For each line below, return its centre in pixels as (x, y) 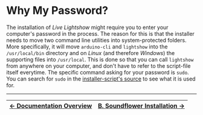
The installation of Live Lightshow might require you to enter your (87, 27)
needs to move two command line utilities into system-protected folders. (96, 40)
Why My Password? (57, 11)
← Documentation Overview (51, 105)
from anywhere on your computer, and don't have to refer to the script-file (98, 66)
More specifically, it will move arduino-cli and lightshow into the (87, 47)
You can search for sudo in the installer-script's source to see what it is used (101, 79)
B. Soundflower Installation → (141, 105)
